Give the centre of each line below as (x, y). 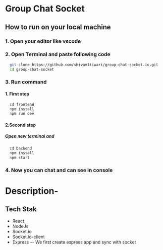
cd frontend (22, 104)
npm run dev (22, 114)
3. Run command (26, 82)
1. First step (17, 94)
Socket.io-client (28, 237)
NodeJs (20, 226)
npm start (20, 158)
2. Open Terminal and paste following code (58, 54)
